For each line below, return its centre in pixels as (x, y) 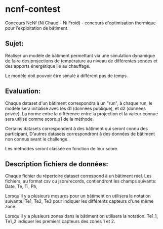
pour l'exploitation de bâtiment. (37, 28)
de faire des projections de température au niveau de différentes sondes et (81, 61)
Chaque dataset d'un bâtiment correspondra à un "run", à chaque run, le (79, 103)
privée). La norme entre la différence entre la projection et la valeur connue (81, 114)
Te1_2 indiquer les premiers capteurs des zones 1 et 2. (60, 222)
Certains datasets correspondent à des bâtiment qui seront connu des (77, 128)
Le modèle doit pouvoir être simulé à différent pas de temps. (67, 76)
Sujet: (14, 44)
